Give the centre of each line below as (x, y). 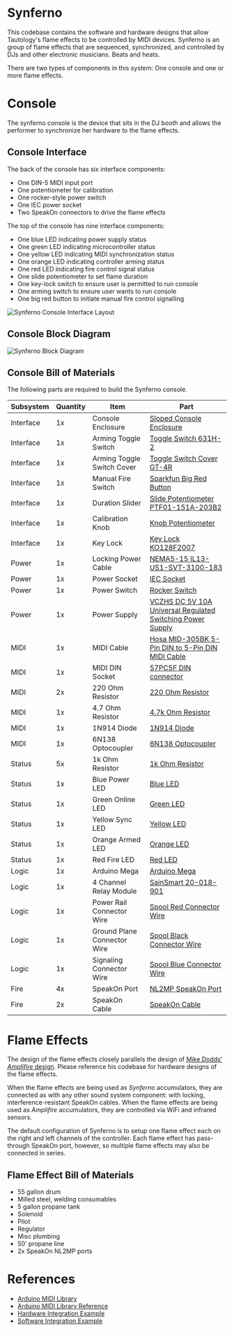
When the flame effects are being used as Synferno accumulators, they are (115, 1088)
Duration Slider (117, 503)
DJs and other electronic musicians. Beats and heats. (84, 54)
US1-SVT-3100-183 (186, 568)
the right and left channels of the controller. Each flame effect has (101, 1138)
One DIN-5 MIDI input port (55, 182)
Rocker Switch (173, 590)
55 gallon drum (39, 1192)
